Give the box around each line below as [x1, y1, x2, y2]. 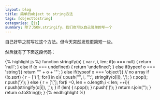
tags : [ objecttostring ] [5, 16, 53, 21]
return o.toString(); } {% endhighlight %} [5, 90, 86, 96]
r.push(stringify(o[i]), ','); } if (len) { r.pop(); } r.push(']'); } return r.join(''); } [5, 85, 151, 90]
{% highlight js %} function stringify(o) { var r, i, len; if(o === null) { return [5, 59, 151, 65]
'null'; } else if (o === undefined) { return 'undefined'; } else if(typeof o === [5, 64, 156, 70]
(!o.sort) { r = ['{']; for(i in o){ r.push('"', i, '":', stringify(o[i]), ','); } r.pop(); [5, 74, 148, 80]
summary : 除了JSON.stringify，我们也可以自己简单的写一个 [5, 25, 113, 30]
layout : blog [5, 7, 31, 12]
